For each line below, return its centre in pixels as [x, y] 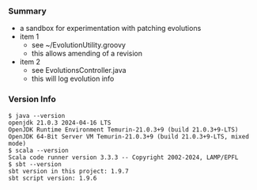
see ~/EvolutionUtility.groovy [79, 45]
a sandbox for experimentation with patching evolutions [110, 28]
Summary [28, 11]
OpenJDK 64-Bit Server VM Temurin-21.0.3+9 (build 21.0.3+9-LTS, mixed [128, 136]
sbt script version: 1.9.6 [53, 178]
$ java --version [37, 116]
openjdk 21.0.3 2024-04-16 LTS [60, 123]
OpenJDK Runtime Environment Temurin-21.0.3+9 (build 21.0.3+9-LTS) [123, 129]
